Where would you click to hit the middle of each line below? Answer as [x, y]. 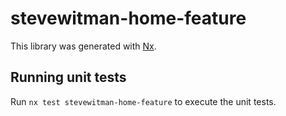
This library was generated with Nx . [83, 46]
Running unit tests [68, 77]
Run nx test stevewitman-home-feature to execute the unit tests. [143, 101]
